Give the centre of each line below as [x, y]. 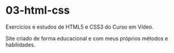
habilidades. [21, 45]
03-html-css [38, 10]
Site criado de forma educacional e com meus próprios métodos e [87, 38]
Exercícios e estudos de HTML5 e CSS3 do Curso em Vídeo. [80, 27]
